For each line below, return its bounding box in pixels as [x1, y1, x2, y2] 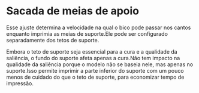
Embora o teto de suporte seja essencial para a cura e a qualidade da [6, 48, 178, 55]
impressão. [6, 79, 34, 87]
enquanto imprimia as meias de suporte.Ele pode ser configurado [6, 30, 168, 37]
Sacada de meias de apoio [6, 4, 140, 18]
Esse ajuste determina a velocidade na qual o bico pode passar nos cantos [6, 24, 191, 31]
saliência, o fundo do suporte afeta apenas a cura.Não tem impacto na [6, 54, 180, 61]
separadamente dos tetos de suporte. [6, 36, 99, 44]
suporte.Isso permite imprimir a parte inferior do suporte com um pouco [6, 67, 184, 74]
